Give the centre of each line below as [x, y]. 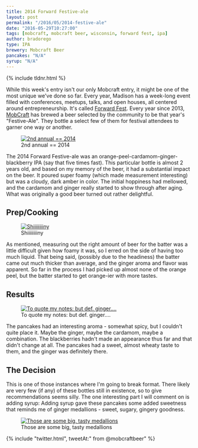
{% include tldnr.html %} [36, 78]
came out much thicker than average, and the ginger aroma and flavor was [97, 263]
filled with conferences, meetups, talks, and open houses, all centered [92, 102]
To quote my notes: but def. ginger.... [66, 315]
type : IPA [18, 45]
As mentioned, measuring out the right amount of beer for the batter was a [97, 244]
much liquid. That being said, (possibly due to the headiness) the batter [93, 257]
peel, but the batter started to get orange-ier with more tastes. [82, 276]
